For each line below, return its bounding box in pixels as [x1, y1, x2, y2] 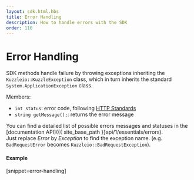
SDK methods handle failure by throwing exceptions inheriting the [6, 70, 165, 77]
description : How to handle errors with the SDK [6, 19, 128, 25]
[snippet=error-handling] [6, 168, 66, 175]
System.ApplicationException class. [6, 82, 93, 89]
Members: [6, 93, 31, 100]
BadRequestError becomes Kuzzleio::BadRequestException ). [6, 141, 151, 148]
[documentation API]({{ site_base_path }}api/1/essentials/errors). [6, 128, 163, 135]
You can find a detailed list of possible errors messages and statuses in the [6, 123, 188, 130]
